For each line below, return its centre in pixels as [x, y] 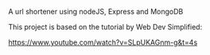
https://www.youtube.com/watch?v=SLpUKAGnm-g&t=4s [103, 42]
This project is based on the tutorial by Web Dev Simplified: [105, 27]
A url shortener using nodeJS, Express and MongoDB [96, 12]
